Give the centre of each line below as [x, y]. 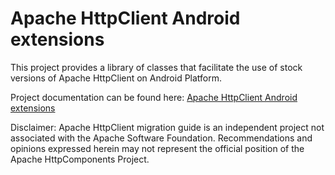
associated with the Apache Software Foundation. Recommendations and [161, 138]
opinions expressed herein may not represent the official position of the [157, 148]
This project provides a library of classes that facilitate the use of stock [156, 67]
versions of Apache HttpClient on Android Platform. [116, 78]
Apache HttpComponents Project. [80, 159]
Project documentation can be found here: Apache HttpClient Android [154, 97]
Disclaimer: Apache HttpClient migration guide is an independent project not [167, 127]
